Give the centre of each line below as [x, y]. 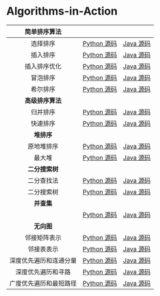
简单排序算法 [43, 32]
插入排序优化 [43, 66]
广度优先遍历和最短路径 [43, 283]
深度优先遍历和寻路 [43, 272]
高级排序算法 [43, 100]
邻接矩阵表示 [43, 238]
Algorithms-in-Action [62, 11]
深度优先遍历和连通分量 [43, 260]
